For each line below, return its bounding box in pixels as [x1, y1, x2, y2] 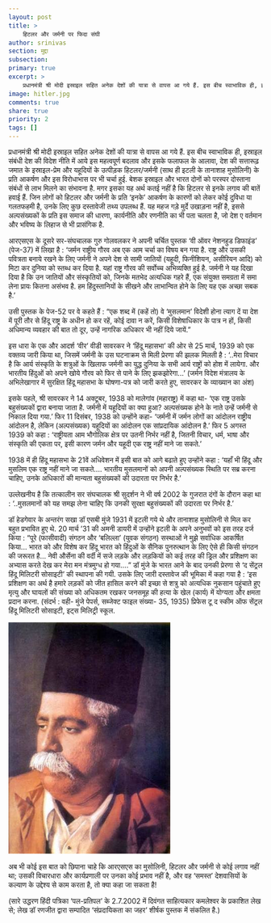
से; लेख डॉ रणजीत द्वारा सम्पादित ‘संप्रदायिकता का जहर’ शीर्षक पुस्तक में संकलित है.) [8, 905, 220, 915]
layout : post [8, 13, 52, 21]
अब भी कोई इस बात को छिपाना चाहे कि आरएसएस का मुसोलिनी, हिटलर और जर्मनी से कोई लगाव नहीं [8, 862, 260, 871]
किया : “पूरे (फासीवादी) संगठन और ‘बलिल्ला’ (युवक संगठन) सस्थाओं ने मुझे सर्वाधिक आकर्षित [8, 533, 244, 542]
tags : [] [8, 124, 38, 133]
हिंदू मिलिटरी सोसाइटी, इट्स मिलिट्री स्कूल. [8, 606, 115, 615]
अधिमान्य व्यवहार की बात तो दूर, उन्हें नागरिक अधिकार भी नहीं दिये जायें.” [8, 325, 191, 335]
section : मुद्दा [8, 47, 48, 56]
